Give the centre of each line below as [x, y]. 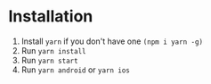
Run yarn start [49, 60]
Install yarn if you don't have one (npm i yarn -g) [112, 41]
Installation [51, 17]
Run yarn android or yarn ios [76, 70]
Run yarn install [53, 50]
